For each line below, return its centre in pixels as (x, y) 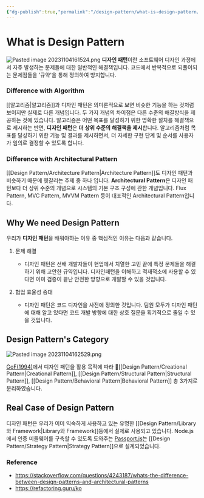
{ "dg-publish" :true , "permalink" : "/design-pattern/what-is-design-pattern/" (104, 12)
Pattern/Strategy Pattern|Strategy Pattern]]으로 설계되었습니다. (83, 446)
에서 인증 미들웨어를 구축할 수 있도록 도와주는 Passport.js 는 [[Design (88, 438)
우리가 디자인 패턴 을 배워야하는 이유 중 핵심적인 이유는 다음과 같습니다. (90, 238)
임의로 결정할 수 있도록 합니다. (48, 143)
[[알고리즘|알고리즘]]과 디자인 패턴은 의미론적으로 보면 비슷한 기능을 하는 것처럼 (100, 104)
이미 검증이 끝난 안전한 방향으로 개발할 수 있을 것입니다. (101, 279)
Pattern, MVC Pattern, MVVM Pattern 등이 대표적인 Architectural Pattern (96, 196)
